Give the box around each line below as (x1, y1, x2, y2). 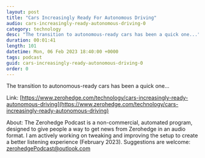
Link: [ (6, 94, 23, 101)
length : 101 (6, 43, 37, 49)
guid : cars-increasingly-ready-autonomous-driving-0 (6, 60, 143, 66)
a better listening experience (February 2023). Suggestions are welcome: (6, 138, 191, 146)
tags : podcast (6, 54, 43, 60)
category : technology (6, 26, 62, 32)
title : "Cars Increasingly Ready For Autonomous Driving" (6, 15, 157, 21)
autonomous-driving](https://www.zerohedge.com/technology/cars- (6, 101, 179, 108)
